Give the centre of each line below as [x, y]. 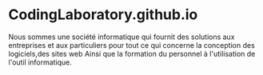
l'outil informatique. [40, 62]
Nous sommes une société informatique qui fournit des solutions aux [122, 37]
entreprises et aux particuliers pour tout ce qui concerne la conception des [132, 45]
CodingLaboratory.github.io [103, 15]
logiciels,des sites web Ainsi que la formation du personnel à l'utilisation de [132, 53]
